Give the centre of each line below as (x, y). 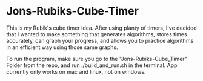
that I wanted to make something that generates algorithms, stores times (97, 34)
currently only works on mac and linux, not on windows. (76, 71)
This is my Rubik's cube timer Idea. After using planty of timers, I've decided (101, 28)
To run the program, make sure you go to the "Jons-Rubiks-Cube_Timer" (97, 59)
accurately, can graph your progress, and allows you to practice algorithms (100, 40)
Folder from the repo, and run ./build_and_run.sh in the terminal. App (92, 65)
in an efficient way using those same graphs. (62, 47)
